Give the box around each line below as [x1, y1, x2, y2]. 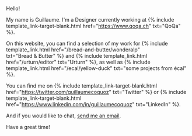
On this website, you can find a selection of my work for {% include [6, 40, 168, 47]
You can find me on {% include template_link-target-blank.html [6, 82, 158, 89]
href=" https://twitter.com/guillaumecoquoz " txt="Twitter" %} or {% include [6, 89, 187, 95]
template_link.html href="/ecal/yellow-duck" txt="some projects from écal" [6, 65, 187, 72]
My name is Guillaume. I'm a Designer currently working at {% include [6, 16, 174, 23]
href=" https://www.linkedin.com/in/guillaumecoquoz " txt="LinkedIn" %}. [6, 101, 181, 107]
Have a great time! [6, 124, 51, 130]
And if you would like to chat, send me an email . [6, 112, 121, 119]
